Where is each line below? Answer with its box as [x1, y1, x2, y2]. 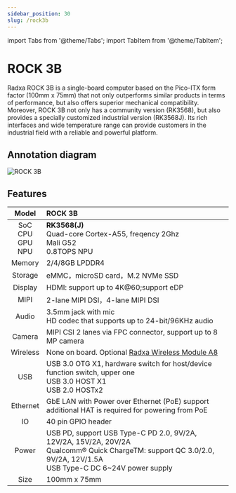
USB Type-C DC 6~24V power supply [46, 464, 173, 473]
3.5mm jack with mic [46, 307, 115, 317]
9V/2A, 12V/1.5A [46, 454, 104, 464]
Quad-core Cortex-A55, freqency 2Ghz [46, 229, 180, 239]
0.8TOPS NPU [46, 247, 93, 257]
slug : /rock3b [7, 17, 49, 24]
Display [13, 283, 38, 292]
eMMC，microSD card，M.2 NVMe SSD [46, 271, 179, 281]
